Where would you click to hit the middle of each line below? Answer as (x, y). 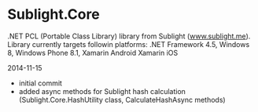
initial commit (40, 83)
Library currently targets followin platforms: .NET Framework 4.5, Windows (129, 44)
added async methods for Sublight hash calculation (102, 91)
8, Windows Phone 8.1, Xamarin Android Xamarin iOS (93, 52)
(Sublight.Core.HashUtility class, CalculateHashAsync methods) (122, 99)
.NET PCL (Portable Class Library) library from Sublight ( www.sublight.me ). (129, 36)
